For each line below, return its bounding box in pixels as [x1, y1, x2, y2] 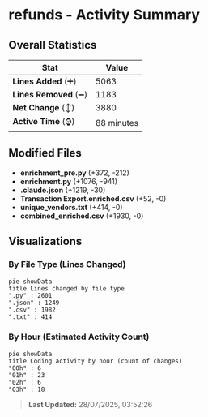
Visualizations [8, 234, 83, 248]
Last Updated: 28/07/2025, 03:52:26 [28, 399, 153, 409]
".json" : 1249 [8, 299, 60, 307]
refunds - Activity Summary [8, 6, 201, 24]
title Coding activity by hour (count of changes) [8, 357, 183, 365]
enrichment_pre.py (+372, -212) [19, 168, 129, 178]
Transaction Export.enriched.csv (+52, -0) [19, 193, 167, 204]
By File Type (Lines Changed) [8, 259, 126, 270]
